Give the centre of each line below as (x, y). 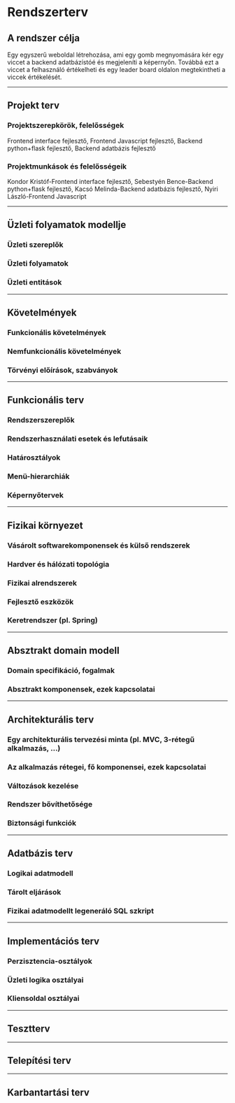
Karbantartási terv (48, 1092)
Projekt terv (34, 106)
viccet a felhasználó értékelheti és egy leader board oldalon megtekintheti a (116, 70)
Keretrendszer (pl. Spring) (52, 620)
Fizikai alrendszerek (42, 583)
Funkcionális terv (46, 400)
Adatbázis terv (40, 854)
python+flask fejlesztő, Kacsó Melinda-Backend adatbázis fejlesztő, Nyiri (113, 189)
